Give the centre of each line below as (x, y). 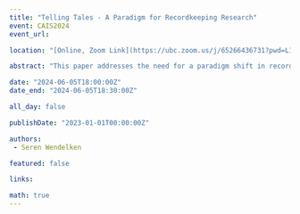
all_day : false (37, 107)
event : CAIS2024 (39, 26)
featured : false (39, 163)
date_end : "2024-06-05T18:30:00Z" (74, 91)
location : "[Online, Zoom (57, 50)
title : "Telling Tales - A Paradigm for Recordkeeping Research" (133, 17)
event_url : (29, 34)
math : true (29, 196)
